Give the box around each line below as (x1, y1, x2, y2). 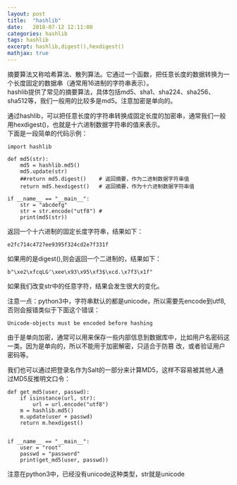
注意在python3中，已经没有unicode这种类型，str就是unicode (7, 469, 185, 478)
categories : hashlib (7, 30, 68, 37)
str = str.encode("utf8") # (20, 208, 102, 215)
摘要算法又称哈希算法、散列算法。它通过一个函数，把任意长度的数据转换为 (7, 70, 224, 78)
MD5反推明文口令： (13, 374, 71, 383)
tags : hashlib (7, 37, 49, 44)
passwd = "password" (20, 450, 80, 457)
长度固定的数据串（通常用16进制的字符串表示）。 (13, 78, 153, 87)
